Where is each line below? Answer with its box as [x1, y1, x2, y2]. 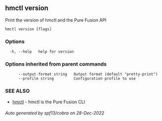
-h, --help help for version [9, 49, 74, 54]
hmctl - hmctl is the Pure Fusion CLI [12, 99, 85, 105]
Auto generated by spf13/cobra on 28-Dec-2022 [5, 110, 105, 116]
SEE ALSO [5, 87, 30, 94]
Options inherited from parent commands [5, 61, 107, 68]
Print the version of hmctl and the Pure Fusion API [5, 17, 107, 23]
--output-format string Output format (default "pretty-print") [18, 72, 158, 77]
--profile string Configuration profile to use [18, 76, 136, 81]
